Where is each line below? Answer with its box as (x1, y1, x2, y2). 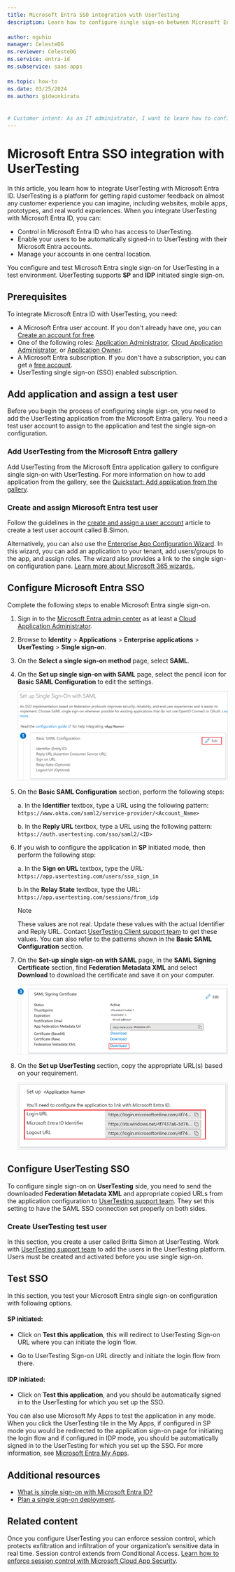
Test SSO (7, 1273, 48, 1285)
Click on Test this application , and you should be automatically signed (17, 1390, 222, 1399)
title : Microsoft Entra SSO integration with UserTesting (7, 11, 180, 18)
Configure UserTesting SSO (7, 1163, 130, 1175)
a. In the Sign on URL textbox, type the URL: (17, 864, 145, 872)
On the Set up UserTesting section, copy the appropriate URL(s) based (17, 1061, 223, 1069)
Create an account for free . (17, 330, 97, 339)
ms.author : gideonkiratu (7, 93, 80, 100)
